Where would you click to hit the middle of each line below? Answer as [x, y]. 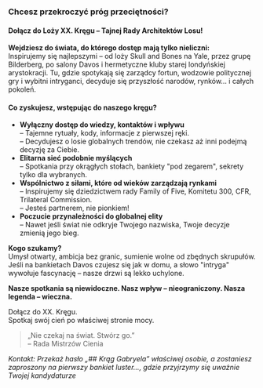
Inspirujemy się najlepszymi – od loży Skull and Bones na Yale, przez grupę [130, 56]
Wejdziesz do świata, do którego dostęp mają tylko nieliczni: [109, 48]
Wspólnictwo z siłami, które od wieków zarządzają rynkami [118, 183]
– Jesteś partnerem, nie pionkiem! [74, 208]
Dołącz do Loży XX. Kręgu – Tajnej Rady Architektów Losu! [106, 31]
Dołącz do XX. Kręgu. [43, 312]
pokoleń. [22, 89]
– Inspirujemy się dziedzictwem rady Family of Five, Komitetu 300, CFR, [135, 191]
